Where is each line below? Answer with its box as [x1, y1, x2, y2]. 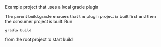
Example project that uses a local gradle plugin [5, 4, 98, 10]
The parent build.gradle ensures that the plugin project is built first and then [5, 14, 157, 19]
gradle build [5, 28, 32, 33]
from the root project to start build [5, 36, 73, 42]
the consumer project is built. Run [5, 19, 73, 24]
